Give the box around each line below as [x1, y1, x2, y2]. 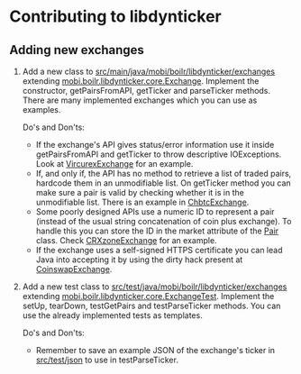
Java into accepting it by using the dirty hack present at [35, 254, 243, 265]
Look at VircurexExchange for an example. [35, 159, 194, 169]
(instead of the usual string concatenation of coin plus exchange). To [35, 216, 292, 226]
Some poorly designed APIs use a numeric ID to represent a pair [35, 206, 275, 217]
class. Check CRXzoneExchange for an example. [35, 235, 218, 245]
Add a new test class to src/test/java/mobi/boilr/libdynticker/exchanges [22, 281, 287, 292]
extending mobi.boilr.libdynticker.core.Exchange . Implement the [22, 76, 260, 87]
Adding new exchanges [9, 42, 144, 58]
